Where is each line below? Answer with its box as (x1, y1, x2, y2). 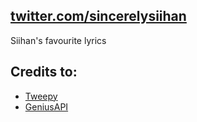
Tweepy (24, 90, 58, 102)
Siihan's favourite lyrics (10, 34, 107, 46)
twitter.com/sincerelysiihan (10, 8, 187, 25)
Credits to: (10, 64, 78, 81)
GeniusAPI (24, 100, 69, 113)
